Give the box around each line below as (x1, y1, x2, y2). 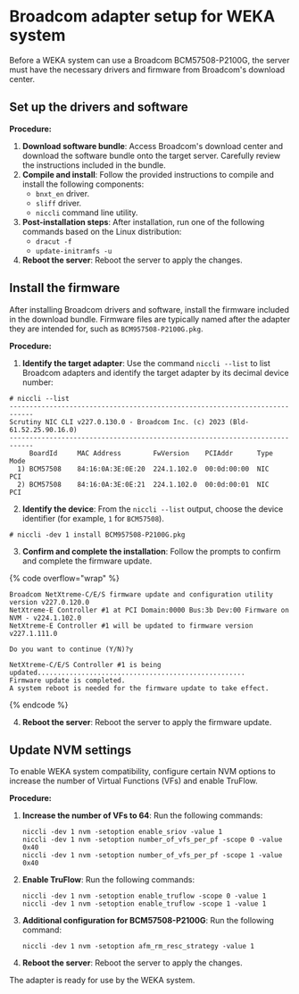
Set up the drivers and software (9, 100, 189, 115)
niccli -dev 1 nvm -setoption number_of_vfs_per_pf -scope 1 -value (21, 851, 283, 860)
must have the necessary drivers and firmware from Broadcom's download (9, 64, 286, 75)
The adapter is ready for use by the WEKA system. (9, 975, 195, 986)
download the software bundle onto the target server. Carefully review (21, 150, 281, 161)
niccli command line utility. (35, 207, 138, 218)
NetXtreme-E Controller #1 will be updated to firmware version (9, 621, 253, 631)
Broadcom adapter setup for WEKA (9, 6, 276, 27)
